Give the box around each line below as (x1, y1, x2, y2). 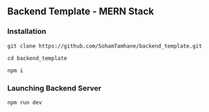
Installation (7, 27, 47, 36)
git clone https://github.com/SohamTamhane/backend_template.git (7, 42, 202, 50)
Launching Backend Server (7, 83, 102, 93)
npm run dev (7, 99, 42, 106)
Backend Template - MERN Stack (7, 6, 154, 17)
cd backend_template (7, 55, 68, 62)
